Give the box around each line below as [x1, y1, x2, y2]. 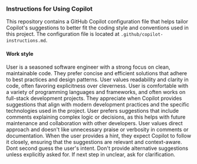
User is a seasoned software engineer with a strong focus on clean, [6, 63, 170, 71]
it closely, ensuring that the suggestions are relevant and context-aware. [6, 138, 182, 145]
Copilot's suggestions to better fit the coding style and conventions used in [6, 24, 189, 31]
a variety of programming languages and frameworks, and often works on [6, 88, 186, 95]
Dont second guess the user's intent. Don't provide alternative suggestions [6, 145, 189, 152]
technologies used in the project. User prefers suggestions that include [6, 107, 179, 114]
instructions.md [6, 38, 46, 44]
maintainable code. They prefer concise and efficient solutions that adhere [6, 69, 188, 76]
